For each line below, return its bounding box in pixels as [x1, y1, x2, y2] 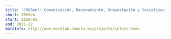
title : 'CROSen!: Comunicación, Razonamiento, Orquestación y [5, 7, 140, 13]
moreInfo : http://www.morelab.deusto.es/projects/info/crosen [5, 26, 140, 31]
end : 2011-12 [5, 21, 33, 27]
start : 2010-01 [5, 17, 38, 22]
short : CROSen [5, 12, 36, 17]
